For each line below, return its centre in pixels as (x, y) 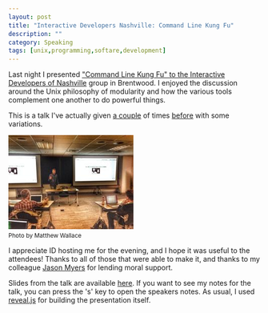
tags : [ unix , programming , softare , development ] (87, 51)
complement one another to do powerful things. (87, 100)
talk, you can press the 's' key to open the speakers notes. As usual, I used (132, 291)
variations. (26, 124)
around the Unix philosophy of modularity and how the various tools (120, 91)
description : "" (35, 34)
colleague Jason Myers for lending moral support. (91, 267)
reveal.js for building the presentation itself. (80, 300)
